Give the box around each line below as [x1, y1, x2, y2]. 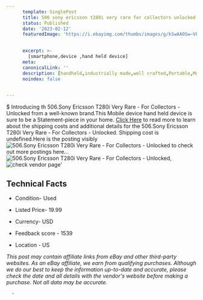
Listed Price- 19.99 [14, 206, 62, 213]
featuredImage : [22, 31, 61, 37]
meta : [22, 59, 36, 65]
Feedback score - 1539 [14, 229, 73, 237]
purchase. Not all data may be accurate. [6, 278, 108, 286]
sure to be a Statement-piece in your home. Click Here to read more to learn [6, 116, 196, 124]
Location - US [14, 241, 50, 248]
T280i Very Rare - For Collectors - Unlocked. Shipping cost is [6, 129, 159, 136]
